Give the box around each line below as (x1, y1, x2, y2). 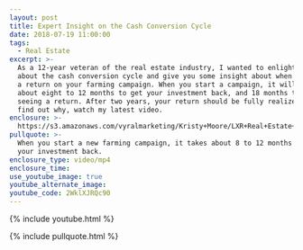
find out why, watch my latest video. (17, 105, 164, 114)
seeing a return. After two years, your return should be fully (17, 96, 264, 106)
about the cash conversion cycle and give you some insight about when (17, 72, 293, 81)
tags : (9, 38, 30, 48)
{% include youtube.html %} (9, 213, 115, 224)
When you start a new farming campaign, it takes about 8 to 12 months (17, 138, 293, 147)
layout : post (9, 13, 59, 22)
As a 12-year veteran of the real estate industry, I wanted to (17, 64, 264, 73)
